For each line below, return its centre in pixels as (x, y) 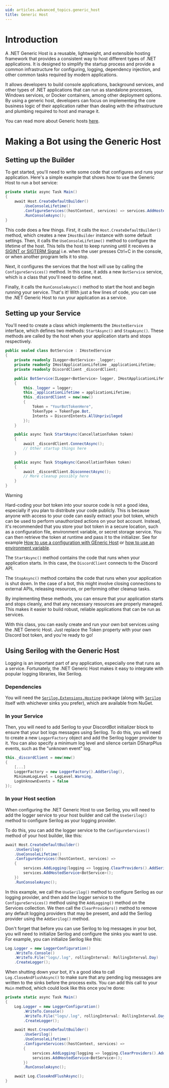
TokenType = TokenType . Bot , (62, 411)
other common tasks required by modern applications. (62, 75)
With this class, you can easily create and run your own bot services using (82, 624)
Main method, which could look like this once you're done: (65, 988)
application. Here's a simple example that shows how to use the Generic (80, 177)
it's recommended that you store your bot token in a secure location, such (82, 526)
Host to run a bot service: (32, 183)
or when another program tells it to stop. (47, 256)
